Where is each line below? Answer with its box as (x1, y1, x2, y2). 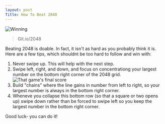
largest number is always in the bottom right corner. (12, 87, 120, 93)
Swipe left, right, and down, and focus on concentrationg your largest (12, 66, 157, 72)
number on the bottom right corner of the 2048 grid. (12, 71, 121, 77)
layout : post (5, 7, 33, 13)
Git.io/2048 (17, 36, 42, 42)
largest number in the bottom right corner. (12, 103, 100, 109)
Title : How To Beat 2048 (5, 12, 57, 17)
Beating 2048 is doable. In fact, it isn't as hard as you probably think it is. (5, 45, 156, 51)
